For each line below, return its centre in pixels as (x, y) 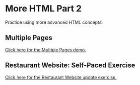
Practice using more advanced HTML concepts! (54, 22)
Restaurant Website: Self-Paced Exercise (70, 65)
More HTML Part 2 (43, 9)
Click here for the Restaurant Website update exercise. (61, 77)
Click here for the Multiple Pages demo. (46, 49)
